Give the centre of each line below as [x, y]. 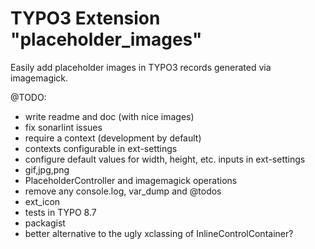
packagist [45, 223]
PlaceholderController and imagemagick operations [131, 180]
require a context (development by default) [113, 138]
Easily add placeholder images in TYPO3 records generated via [141, 67]
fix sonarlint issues [63, 127]
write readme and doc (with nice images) [109, 116]
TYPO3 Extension [85, 18]
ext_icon [42, 201]
